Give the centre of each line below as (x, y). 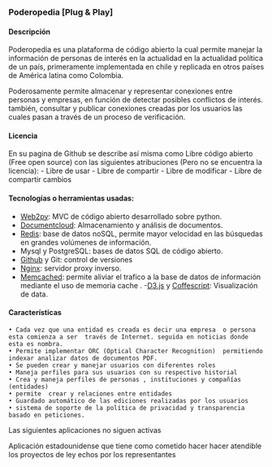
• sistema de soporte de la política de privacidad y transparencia (127, 408)
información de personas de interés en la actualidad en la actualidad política (136, 58)
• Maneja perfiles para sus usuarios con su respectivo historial (123, 372)
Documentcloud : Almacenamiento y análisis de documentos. (121, 225)
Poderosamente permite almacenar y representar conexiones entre (121, 91)
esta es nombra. (36, 344)
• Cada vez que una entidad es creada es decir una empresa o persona (132, 330)
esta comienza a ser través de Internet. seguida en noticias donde (129, 337)
